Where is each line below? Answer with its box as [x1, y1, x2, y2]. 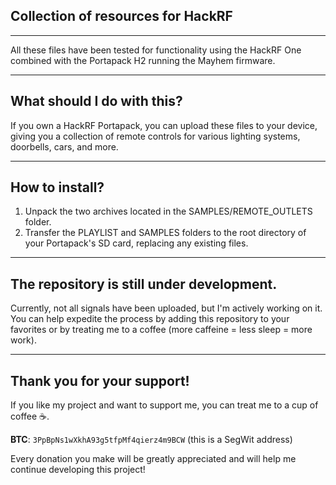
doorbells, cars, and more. [10, 140, 119, 153]
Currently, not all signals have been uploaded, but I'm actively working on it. [10, 302, 323, 314]
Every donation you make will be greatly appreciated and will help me [10, 453, 297, 465]
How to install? [10, 179, 105, 196]
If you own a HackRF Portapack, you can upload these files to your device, [10, 119, 318, 131]
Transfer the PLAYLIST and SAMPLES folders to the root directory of [24, 227, 307, 239]
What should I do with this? [10, 93, 183, 110]
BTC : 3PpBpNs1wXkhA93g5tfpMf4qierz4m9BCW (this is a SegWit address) [10, 434, 293, 446]
